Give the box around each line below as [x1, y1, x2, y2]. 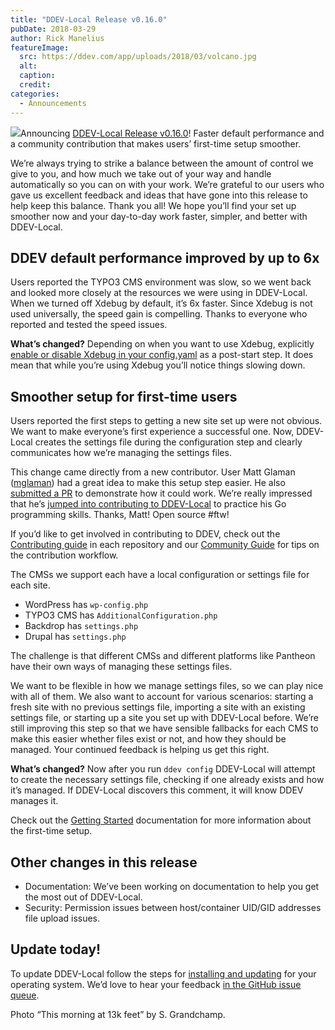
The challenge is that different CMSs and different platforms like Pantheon [10, 650, 316, 662]
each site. [10, 579, 51, 591]
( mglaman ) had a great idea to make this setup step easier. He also [10, 477, 286, 489]
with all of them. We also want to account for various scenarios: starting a [10, 691, 314, 703]
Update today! [10, 941, 102, 958]
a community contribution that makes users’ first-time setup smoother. [10, 137, 302, 150]
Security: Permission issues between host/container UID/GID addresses [24, 901, 322, 913]
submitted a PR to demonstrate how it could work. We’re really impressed [10, 487, 313, 500]
